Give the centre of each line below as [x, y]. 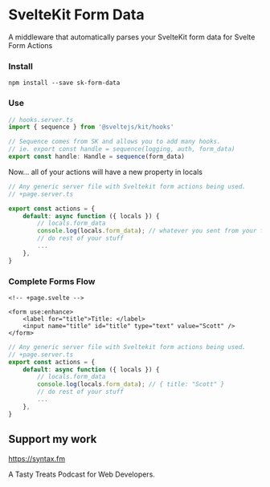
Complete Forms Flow [52, 281]
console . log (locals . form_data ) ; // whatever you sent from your [147, 231]
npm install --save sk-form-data [64, 83]
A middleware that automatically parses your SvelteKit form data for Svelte [132, 37]
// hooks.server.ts [41, 120]
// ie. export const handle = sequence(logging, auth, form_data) [122, 149]
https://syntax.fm [37, 458]
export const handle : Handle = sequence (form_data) [96, 157]
